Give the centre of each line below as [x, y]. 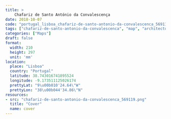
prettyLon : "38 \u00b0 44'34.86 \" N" [46, 90]
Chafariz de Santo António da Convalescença [62, 15]
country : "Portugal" [32, 71]
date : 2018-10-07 [24, 19]
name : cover [23, 109]
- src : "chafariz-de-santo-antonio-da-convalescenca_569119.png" [76, 99]
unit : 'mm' [21, 57]
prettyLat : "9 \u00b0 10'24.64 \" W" [45, 85]
